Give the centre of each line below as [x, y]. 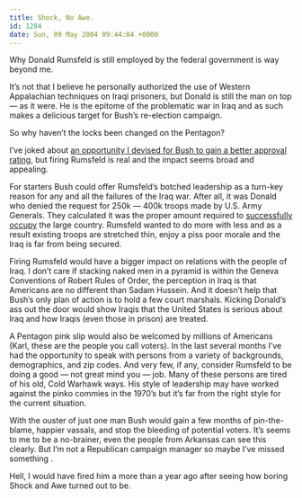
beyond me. [31, 69]
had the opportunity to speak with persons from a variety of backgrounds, [147, 355]
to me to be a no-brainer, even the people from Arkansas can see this [138, 440]
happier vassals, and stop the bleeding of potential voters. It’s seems [164, 430]
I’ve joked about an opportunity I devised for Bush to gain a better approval [148, 150]
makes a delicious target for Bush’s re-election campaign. [116, 116]
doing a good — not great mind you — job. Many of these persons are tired [148, 375]
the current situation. [48, 403]
